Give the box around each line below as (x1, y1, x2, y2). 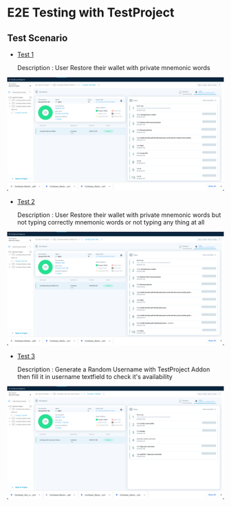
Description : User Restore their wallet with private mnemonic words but (16, 211, 221, 219)
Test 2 (16, 197, 36, 205)
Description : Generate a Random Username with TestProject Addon (16, 365, 210, 373)
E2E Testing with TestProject (7, 5, 175, 21)
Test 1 (16, 50, 34, 58)
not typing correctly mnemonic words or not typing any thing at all (16, 218, 205, 226)
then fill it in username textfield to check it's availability (16, 372, 173, 380)
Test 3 (16, 352, 36, 360)
